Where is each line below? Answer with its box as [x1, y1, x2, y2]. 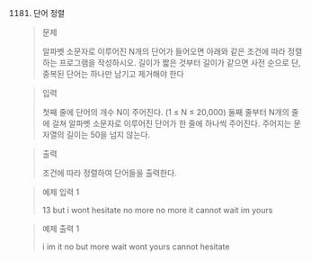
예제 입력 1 [41, 187, 80, 197]
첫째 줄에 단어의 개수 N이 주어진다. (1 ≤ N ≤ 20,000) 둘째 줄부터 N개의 [41, 107, 289, 117]
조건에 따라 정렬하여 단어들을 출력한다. [41, 167, 177, 178]
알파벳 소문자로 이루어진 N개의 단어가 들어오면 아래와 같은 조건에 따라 [41, 46, 287, 57]
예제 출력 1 [41, 223, 80, 234]
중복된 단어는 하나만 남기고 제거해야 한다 [41, 68, 184, 79]
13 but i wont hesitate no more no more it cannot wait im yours [41, 205, 273, 215]
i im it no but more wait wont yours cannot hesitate [41, 241, 230, 252]
